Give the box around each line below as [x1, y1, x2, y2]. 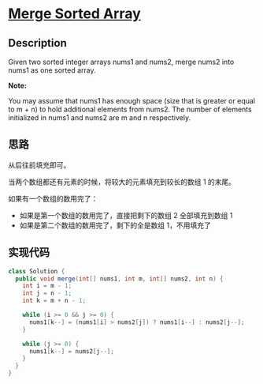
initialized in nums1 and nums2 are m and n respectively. [8, 113, 191, 122]
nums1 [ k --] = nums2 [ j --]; [28, 347, 114, 356]
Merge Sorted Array [8, 5, 142, 23]
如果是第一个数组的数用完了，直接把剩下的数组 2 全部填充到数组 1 [19, 210, 233, 220]
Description [8, 36, 67, 50]
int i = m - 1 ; [22, 282, 72, 290]
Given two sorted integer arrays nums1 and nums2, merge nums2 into [8, 57, 235, 66]
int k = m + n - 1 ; [22, 297, 87, 305]
